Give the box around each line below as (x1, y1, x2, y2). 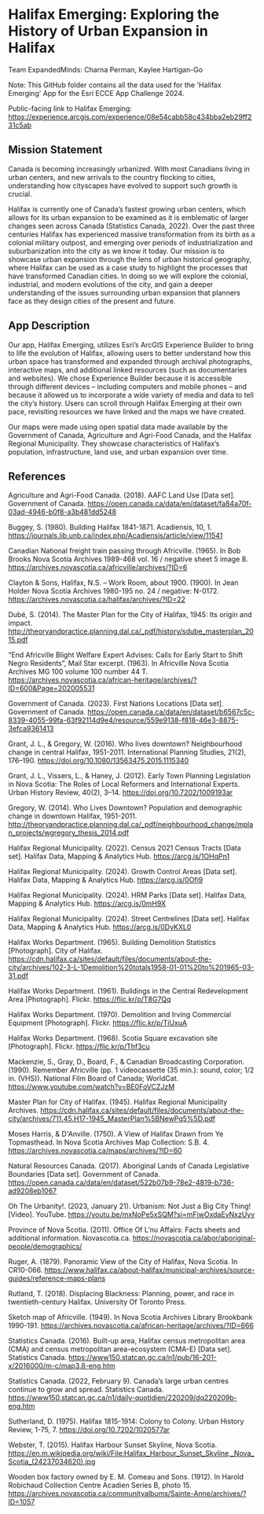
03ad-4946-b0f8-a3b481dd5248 (8, 507, 116, 516)
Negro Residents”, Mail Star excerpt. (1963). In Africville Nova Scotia (8, 659, 229, 668)
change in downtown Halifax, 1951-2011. (8, 811, 137, 821)
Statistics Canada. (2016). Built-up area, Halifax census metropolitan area (8, 1336, 246, 1346)
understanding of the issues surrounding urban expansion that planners (8, 288, 241, 297)
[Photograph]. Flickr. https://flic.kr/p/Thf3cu (8, 1042, 151, 1051)
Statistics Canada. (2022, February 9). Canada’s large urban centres (8, 1376, 229, 1386)
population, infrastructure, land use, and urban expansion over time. (8, 446, 229, 457)
